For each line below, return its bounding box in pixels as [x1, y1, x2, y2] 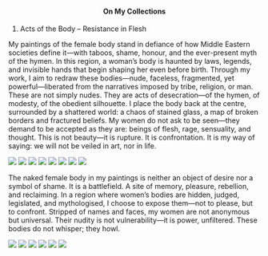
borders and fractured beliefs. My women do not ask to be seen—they [8, 116, 240, 125]
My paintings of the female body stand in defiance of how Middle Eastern [8, 40, 250, 49]
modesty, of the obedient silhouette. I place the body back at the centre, [8, 99, 246, 108]
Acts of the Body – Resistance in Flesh [19, 24, 146, 33]
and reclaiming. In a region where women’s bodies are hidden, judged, [8, 190, 240, 199]
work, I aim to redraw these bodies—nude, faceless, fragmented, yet [8, 73, 234, 83]
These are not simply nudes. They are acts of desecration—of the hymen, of [8, 90, 260, 100]
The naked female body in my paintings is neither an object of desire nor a [8, 173, 254, 183]
